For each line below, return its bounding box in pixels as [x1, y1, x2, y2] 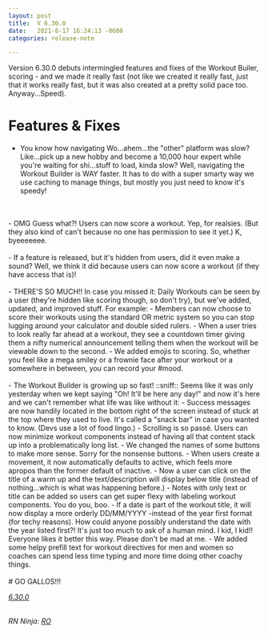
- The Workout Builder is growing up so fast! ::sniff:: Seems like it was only [8, 380, 254, 390]
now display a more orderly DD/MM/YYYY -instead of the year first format [8, 509, 253, 518]
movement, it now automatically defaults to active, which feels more [8, 457, 233, 467]
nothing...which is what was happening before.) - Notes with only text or [8, 483, 246, 493]
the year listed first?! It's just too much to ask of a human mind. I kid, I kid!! [8, 526, 254, 535]
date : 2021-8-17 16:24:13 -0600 [8, 26, 124, 35]
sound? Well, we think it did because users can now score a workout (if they [8, 262, 260, 271]
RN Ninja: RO [8, 616, 52, 626]
